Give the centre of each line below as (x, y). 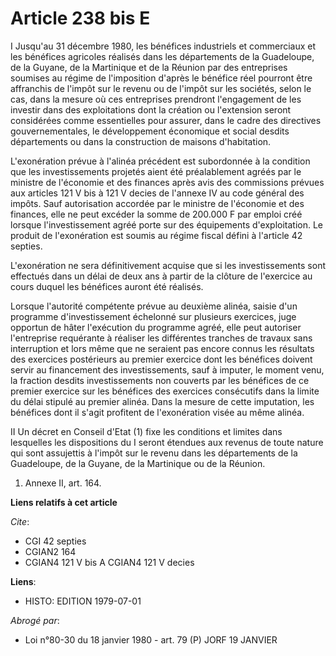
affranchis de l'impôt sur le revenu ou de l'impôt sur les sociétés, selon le (161, 88)
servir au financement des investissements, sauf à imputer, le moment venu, (167, 369)
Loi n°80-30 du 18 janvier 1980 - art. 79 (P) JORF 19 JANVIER (151, 639)
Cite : (20, 521)
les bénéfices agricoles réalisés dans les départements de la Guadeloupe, (162, 56)
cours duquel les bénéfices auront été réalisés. (107, 286)
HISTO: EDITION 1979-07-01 (83, 601)
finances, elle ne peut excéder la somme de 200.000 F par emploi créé (156, 214)
